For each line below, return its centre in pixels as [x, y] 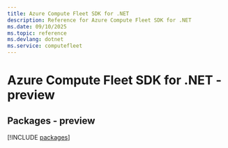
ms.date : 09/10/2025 [37, 26]
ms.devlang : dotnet [36, 40]
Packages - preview [51, 121]
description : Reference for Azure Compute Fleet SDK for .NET [99, 20]
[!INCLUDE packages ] [39, 137]
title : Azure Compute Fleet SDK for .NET [68, 14]
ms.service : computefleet [45, 46]
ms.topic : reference [37, 33]
